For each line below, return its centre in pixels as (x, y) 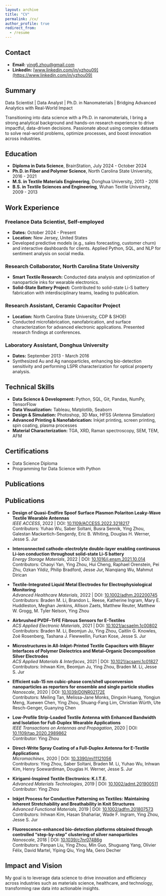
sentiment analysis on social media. (48, 254)
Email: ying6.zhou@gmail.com (43, 64)
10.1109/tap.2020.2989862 (39, 733)
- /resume (20, 33)
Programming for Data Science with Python (56, 468)
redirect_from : (21, 28)
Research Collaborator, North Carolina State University (72, 267)
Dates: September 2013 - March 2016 (51, 356)
